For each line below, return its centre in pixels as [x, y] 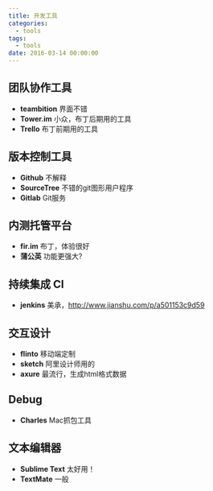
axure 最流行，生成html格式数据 [73, 374]
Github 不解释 [43, 177]
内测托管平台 [40, 226]
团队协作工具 [40, 88]
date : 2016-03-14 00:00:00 [53, 53]
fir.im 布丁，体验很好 [55, 246]
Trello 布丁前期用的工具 [59, 129]
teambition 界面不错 [53, 109]
